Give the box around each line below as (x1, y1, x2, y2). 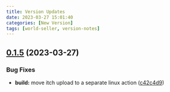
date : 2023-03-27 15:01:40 (6, 14, 73, 20)
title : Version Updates (6, 8, 66, 15)
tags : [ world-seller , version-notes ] (6, 25, 100, 32)
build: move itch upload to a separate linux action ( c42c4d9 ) (14, 79, 165, 86)
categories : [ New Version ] (6, 20, 73, 26)
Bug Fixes (6, 65, 36, 73)
